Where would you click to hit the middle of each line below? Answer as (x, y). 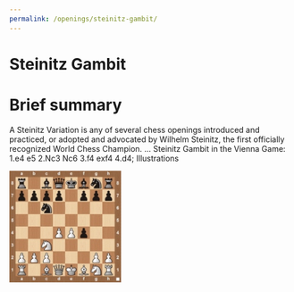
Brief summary (66, 105)
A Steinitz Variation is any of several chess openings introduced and (135, 129)
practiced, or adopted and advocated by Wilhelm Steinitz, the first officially (147, 139)
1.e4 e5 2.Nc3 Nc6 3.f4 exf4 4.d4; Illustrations (94, 158)
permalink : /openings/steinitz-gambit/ (84, 19)
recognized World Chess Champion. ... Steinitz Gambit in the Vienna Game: (147, 148)
